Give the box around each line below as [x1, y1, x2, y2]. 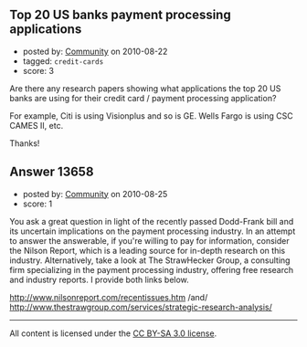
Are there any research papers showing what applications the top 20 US [9, 82, 281, 94]
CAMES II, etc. [9, 120, 64, 131]
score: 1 [22, 198, 53, 209]
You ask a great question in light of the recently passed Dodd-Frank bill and [9, 216, 294, 226]
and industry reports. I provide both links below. [9, 274, 189, 285]
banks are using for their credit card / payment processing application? [9, 92, 277, 103]
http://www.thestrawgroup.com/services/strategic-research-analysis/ [9, 301, 272, 312]
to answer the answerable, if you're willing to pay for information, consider [9, 235, 290, 246]
